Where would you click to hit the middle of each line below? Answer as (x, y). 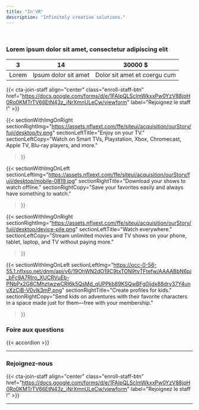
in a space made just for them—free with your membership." (80, 302)
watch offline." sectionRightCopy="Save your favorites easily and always (95, 187)
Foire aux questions (35, 329)
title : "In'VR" (25, 12)
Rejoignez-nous (30, 364)
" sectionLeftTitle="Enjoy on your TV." (99, 133)
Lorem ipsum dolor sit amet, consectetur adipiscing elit (87, 49)
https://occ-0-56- (135, 264)
